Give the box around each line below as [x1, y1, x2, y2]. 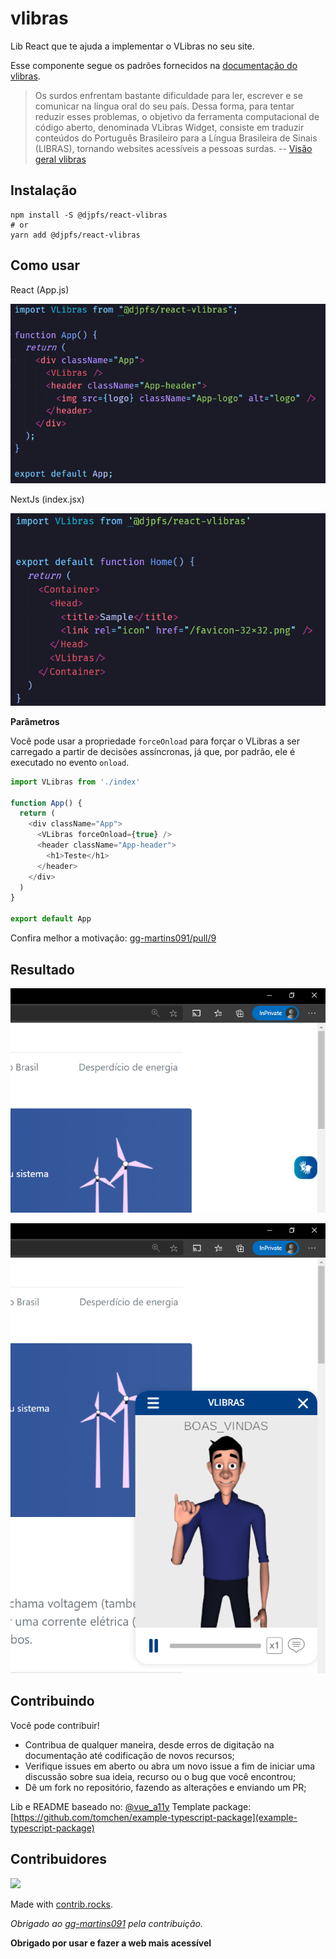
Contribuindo [10, 1693, 95, 1710]
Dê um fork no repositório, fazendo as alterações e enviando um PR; [24, 1781, 307, 1793]
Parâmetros [10, 715, 60, 727]
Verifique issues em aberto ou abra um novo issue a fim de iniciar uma [24, 1760, 316, 1772]
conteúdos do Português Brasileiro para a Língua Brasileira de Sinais [34, 132, 318, 144]
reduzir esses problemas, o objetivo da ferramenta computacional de [34, 110, 320, 122]
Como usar [10, 257, 81, 274]
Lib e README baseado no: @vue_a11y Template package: [10, 1800, 252, 1812]
